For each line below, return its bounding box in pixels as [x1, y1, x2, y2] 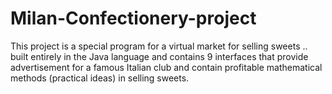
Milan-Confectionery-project [10, 7, 257, 30]
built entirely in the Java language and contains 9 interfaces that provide [10, 50, 309, 62]
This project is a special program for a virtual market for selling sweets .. [10, 40, 308, 52]
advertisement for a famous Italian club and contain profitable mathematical [10, 61, 323, 73]
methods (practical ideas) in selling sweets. [10, 72, 190, 84]
